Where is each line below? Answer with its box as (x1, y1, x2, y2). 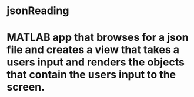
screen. (6, 81, 45, 94)
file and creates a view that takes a (6, 43, 180, 57)
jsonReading (6, 4, 69, 18)
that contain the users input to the (6, 68, 176, 81)
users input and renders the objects (6, 56, 185, 69)
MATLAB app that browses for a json (6, 31, 189, 44)
